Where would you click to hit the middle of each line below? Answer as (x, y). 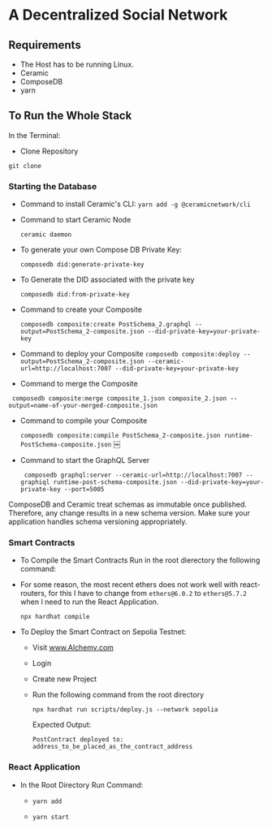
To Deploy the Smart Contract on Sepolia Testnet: (103, 632)
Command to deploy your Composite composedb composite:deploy (130, 354)
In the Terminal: (35, 135)
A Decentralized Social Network (118, 15)
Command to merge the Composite (79, 384)
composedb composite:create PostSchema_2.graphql (106, 325)
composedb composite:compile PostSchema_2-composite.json (120, 436)
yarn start (51, 817)
